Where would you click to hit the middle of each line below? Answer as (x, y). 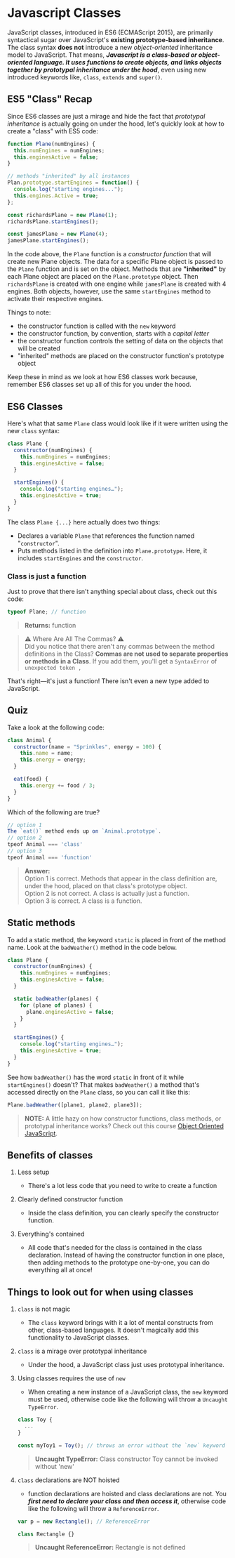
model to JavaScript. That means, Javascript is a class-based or (102, 55)
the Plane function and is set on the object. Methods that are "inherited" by (117, 269)
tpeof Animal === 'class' (45, 845)
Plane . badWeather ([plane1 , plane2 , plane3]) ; (75, 1105)
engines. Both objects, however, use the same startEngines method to (109, 291)
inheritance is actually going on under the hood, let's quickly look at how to (116, 124)
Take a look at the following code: (56, 727)
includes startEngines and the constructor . (80, 558)
